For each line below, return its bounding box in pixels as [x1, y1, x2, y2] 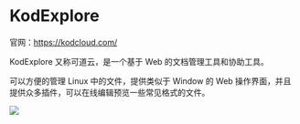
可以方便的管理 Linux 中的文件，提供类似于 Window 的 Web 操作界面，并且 [9, 75, 292, 87]
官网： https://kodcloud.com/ [9, 36, 118, 47]
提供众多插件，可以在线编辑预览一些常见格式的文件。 [9, 87, 210, 98]
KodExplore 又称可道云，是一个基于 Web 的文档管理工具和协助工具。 [9, 56, 270, 67]
